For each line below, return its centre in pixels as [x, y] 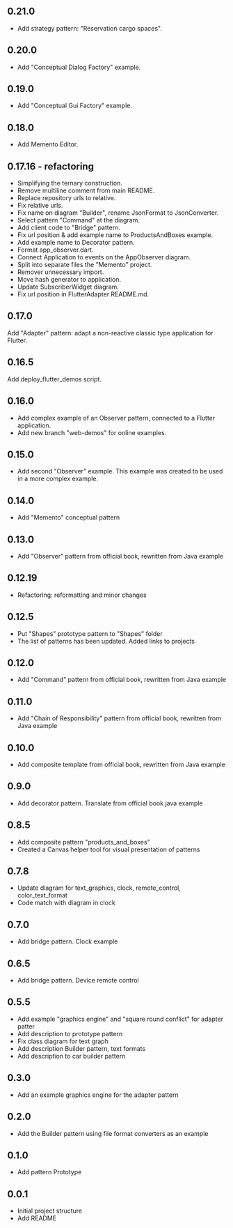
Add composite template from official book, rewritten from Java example [121, 764]
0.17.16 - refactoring [50, 166]
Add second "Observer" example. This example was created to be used [120, 471]
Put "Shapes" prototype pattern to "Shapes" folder [90, 633]
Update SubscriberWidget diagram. [68, 287]
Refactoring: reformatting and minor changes [82, 595]
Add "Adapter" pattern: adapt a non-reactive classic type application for [110, 333]
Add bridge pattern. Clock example [67, 941]
